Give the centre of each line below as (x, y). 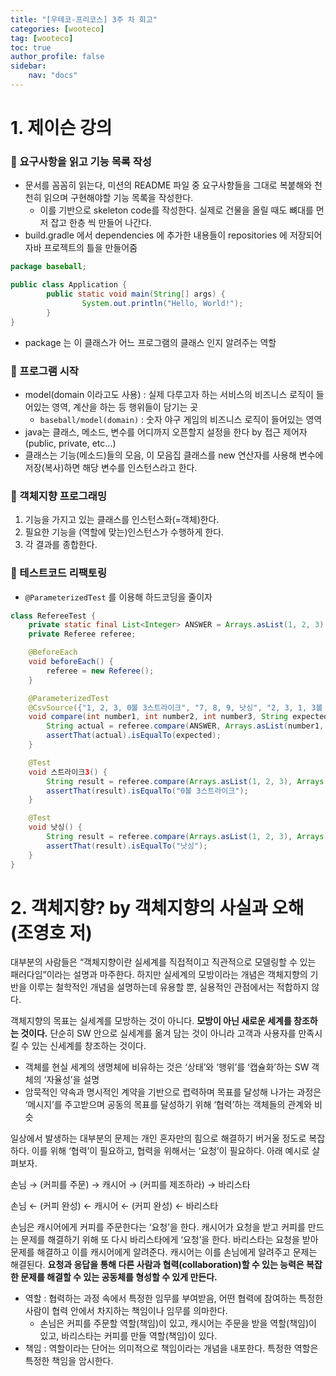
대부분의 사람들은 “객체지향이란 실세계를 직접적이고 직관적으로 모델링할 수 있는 (163, 962)
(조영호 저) (51, 932)
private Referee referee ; (82, 634)
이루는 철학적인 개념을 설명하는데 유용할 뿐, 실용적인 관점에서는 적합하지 (169, 987)
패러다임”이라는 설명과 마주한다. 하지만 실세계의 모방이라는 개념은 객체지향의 (159, 975)
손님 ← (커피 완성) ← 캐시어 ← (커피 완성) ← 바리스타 (114, 1206)
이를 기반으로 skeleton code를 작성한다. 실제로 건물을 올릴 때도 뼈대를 (176, 210)
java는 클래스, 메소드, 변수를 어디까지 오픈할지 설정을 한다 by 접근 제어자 (166, 432)
